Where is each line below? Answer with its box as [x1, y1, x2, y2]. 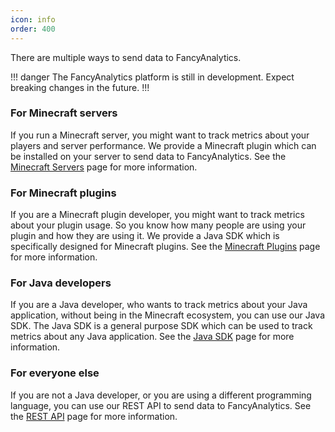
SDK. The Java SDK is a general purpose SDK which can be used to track [10, 320, 313, 332]
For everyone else [10, 366, 100, 380]
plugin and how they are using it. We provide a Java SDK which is [10, 230, 280, 242]
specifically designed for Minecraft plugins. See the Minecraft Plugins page [10, 241, 321, 253]
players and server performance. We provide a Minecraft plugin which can [10, 139, 317, 151]
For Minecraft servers [10, 106, 118, 120]
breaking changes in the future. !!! [10, 81, 150, 93]
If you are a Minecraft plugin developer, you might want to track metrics [10, 209, 305, 221]
